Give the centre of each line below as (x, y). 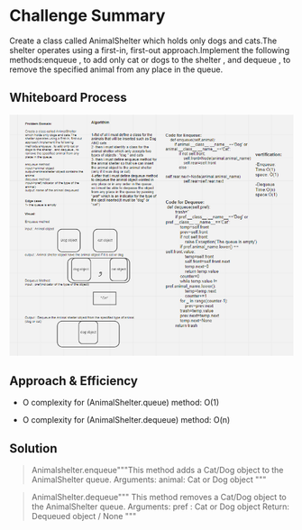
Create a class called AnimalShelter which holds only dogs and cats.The (143, 41)
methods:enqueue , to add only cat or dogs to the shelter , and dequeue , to (150, 59)
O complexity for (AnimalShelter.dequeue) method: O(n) (126, 420)
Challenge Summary (87, 16)
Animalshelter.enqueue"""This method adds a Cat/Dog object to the (157, 471)
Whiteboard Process (69, 98)
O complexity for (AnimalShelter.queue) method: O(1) (121, 403)
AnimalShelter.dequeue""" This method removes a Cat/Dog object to (159, 498)
